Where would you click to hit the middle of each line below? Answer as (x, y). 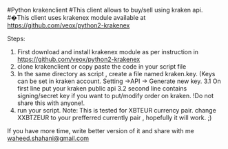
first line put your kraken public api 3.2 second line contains (102, 88)
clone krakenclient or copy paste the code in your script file (102, 67)
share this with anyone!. (51, 103)
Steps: (16, 38)
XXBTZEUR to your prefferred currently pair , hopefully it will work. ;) (114, 117)
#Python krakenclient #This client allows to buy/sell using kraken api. (105, 10)
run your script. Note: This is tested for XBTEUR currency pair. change (117, 110)
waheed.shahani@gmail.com (48, 138)
